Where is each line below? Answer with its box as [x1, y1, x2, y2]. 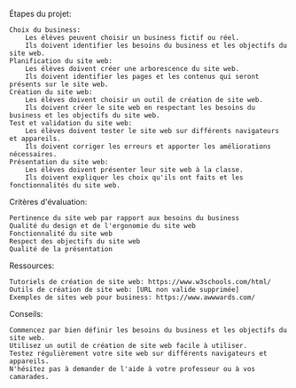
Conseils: [9, 309, 43, 319]
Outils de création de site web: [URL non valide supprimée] [9, 285, 240, 294]
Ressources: [9, 260, 55, 271]
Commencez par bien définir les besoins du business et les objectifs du [9, 326, 288, 335]
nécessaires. [9, 150, 58, 159]
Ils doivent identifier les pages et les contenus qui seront [25, 72, 260, 81]
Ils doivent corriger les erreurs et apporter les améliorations [25, 142, 272, 151]
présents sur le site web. [9, 80, 109, 89]
